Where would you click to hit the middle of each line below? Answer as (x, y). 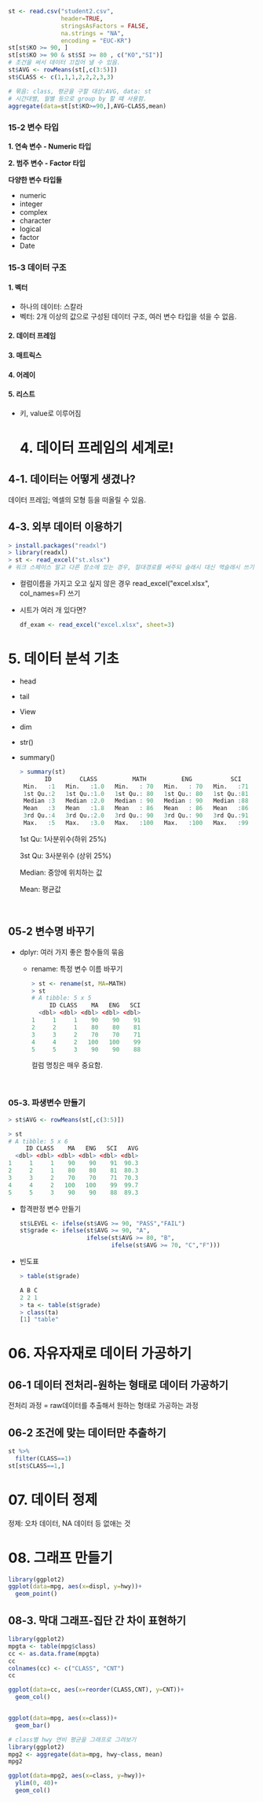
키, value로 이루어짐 (50, 413)
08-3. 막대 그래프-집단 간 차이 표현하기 (97, 1620)
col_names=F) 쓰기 (50, 593)
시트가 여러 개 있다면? (53, 610)
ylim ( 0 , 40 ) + (37, 1783)
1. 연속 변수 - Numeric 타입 (50, 146)
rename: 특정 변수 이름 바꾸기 (77, 968)
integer (31, 204)
